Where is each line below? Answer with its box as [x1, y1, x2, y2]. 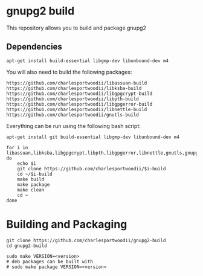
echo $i [17, 160, 36, 167]
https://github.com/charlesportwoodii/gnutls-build [6, 112, 139, 118]
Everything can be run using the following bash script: [6, 122, 141, 129]
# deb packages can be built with [6, 258, 94, 265]
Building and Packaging [6, 217, 127, 231]
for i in [6, 144, 28, 150]
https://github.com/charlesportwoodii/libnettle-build [6, 106, 147, 112]
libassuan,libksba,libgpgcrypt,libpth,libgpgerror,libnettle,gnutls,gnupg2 [6, 150, 201, 156]
